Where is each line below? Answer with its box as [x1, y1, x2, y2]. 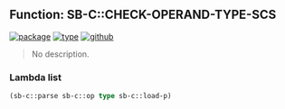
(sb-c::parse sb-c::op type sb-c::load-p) [9, 92, 172, 101]
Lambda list [9, 71, 62, 84]
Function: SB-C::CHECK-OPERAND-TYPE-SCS [9, 7, 277, 23]
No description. [31, 49, 90, 59]
